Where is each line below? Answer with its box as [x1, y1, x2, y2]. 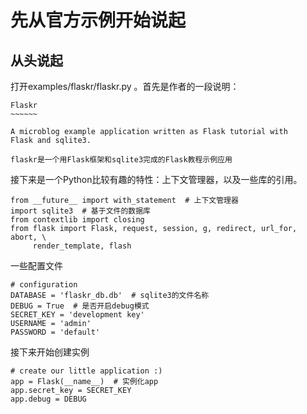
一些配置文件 [10, 260, 63, 271]
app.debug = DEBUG [10, 394, 87, 404]
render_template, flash [32, 241, 132, 251]
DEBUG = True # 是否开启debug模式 [10, 301, 150, 311]
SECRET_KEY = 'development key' [10, 310, 145, 320]
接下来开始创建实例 [10, 346, 90, 358]
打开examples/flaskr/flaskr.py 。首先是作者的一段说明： [10, 81, 240, 92]
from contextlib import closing [10, 215, 145, 225]
